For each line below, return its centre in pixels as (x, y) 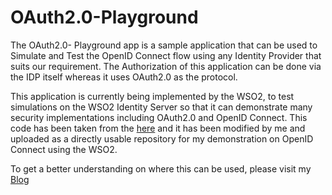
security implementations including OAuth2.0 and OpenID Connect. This (159, 117)
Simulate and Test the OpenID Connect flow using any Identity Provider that (166, 55)
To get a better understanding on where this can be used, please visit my (161, 168)
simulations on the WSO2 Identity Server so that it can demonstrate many (161, 107)
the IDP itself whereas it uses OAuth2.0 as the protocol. (124, 77)
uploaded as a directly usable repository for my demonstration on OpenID (162, 138)
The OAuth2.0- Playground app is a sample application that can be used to (164, 45)
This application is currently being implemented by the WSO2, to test (152, 96)
